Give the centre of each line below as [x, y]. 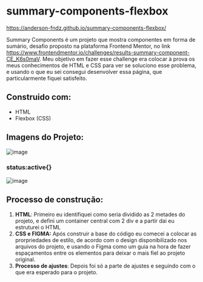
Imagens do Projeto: [45, 137]
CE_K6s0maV [23, 59]
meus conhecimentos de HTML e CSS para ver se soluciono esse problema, [101, 65]
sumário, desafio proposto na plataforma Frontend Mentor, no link [88, 46]
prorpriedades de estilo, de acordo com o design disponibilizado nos [101, 240]
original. [25, 259]
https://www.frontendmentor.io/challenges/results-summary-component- [98, 52]
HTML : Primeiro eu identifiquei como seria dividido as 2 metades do [100, 214]
